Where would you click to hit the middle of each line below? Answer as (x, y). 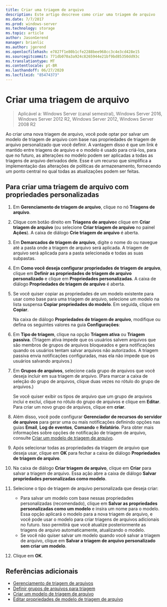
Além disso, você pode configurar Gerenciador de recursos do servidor (87, 417)
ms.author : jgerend (26, 47)
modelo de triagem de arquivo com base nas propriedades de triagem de (81, 139)
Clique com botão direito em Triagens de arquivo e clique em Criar (82, 222)
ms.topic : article (25, 33)
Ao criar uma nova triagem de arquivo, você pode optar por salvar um (77, 134)
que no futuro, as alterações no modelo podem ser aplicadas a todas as (80, 155)
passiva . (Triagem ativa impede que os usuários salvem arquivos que (84, 340)
